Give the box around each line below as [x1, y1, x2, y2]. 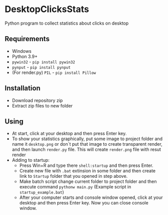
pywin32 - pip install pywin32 [12, 59, 76, 65]
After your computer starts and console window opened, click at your [19, 194, 163, 200]
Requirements [5, 35, 50, 43]
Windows [12, 48, 32, 54]
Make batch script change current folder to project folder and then [19, 178, 157, 184]
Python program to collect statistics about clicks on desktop [5, 20, 129, 26]
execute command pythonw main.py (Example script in [19, 184, 131, 190]
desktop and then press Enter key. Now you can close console [19, 200, 148, 206]
